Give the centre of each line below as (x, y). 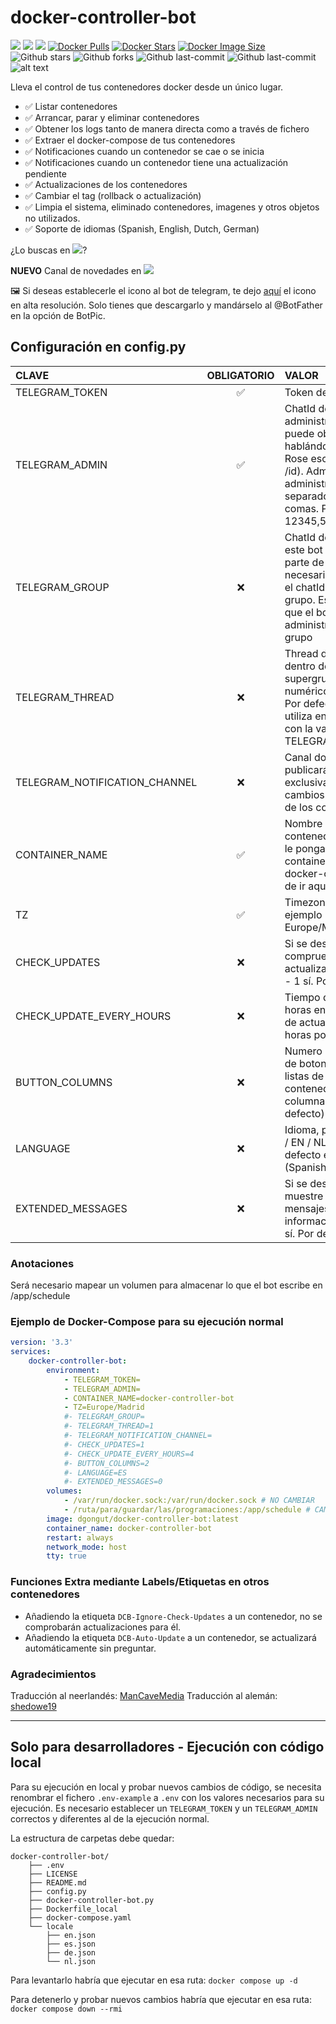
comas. (302, 508)
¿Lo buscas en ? (49, 250)
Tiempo (302, 997)
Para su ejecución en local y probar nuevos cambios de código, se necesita (166, 1787)
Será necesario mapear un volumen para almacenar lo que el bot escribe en (166, 1285)
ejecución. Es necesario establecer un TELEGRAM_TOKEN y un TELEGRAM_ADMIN (164, 1808)
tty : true (66, 1556)
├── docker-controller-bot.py (91, 1900)
